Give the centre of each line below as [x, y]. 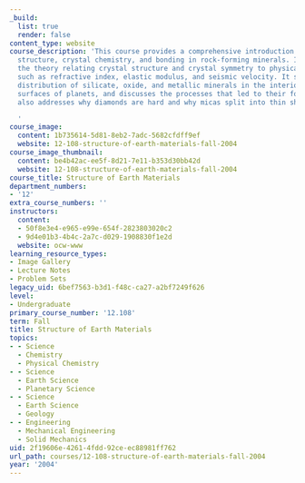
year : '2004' [34, 465]
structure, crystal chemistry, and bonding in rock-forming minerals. [154, 60]
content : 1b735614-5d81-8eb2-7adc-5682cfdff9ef [109, 136]
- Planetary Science [56, 389]
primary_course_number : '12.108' [73, 313]
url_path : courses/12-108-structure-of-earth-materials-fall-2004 [138, 456]
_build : [24, 18]
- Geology [36, 414]
